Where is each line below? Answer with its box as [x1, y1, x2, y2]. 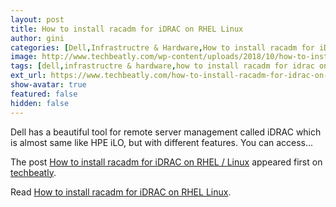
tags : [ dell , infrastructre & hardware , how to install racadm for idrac [10, 61, 315, 71]
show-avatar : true [10, 80, 87, 90]
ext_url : [10, 71, 47, 81]
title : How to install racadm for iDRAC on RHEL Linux [10, 24, 244, 34]
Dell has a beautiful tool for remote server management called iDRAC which [10, 126, 322, 138]
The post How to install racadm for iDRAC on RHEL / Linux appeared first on [10, 156, 323, 168]
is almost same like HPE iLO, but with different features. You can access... [10, 136, 314, 148]
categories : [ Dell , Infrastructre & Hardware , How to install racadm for [10, 42, 315, 53]
